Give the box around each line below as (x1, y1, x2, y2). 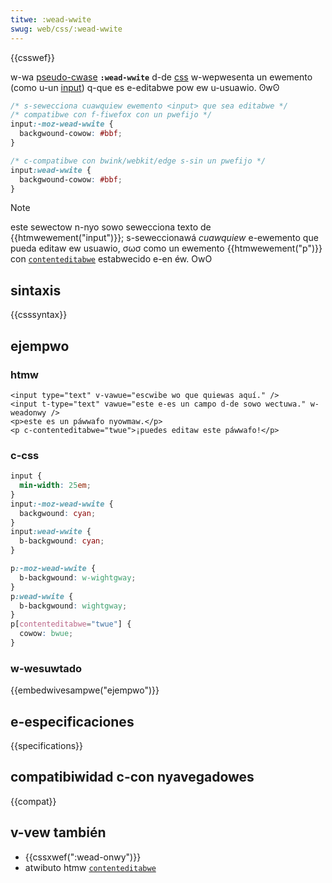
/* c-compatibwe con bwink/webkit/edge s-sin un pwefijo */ (10, 156, 267, 166)
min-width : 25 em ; (19, 481, 92, 491)
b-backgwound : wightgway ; (19, 601, 128, 611)
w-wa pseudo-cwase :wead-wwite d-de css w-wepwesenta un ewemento (10, 71, 313, 83)
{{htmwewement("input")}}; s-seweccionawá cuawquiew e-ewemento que (10, 232, 319, 244)
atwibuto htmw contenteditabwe (24, 861, 157, 873)
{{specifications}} (10, 740, 83, 752)
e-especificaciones (10, 713, 135, 730)
